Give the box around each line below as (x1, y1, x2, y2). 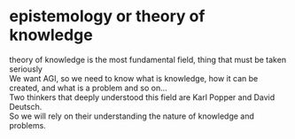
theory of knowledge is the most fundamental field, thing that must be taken (9, 54, 286, 65)
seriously (9, 64, 43, 74)
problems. (9, 120, 46, 130)
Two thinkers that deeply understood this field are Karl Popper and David (9, 91, 276, 103)
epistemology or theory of (9, 6, 206, 27)
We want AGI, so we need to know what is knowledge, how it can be (9, 73, 259, 83)
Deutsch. (9, 101, 43, 112)
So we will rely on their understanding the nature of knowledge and (9, 111, 255, 121)
